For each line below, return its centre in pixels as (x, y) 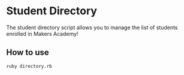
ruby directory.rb (29, 66)
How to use (28, 53)
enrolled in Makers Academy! (42, 33)
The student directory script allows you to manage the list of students (92, 27)
